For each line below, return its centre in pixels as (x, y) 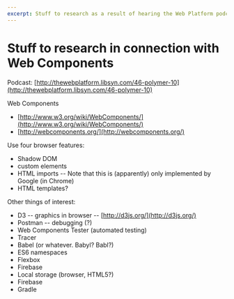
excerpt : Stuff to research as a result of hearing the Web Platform (110, 14)
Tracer (27, 237)
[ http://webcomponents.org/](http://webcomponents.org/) (101, 131)
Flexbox (29, 259)
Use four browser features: (46, 145)
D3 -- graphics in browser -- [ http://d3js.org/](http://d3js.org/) (107, 215)
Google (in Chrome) (46, 181)
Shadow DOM (37, 158)
